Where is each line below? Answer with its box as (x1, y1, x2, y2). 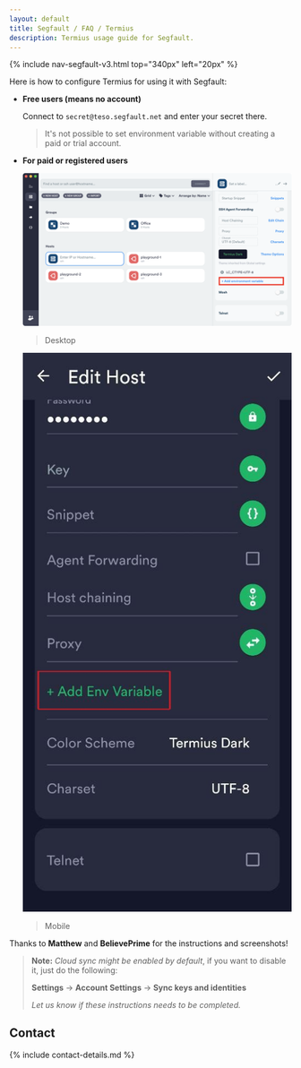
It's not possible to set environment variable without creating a (44, 128, 276, 139)
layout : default (9, 14, 70, 23)
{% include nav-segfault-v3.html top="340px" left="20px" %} (9, 59, 238, 70)
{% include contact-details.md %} (9, 1049, 135, 1060)
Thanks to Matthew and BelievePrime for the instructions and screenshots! (9, 937, 288, 949)
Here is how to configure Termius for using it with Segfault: (9, 76, 227, 87)
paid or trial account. (44, 138, 122, 149)
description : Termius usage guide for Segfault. (9, 33, 194, 42)
